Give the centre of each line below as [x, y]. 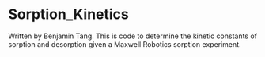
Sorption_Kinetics [68, 14]
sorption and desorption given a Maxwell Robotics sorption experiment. [125, 44]
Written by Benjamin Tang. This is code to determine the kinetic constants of [133, 36]
